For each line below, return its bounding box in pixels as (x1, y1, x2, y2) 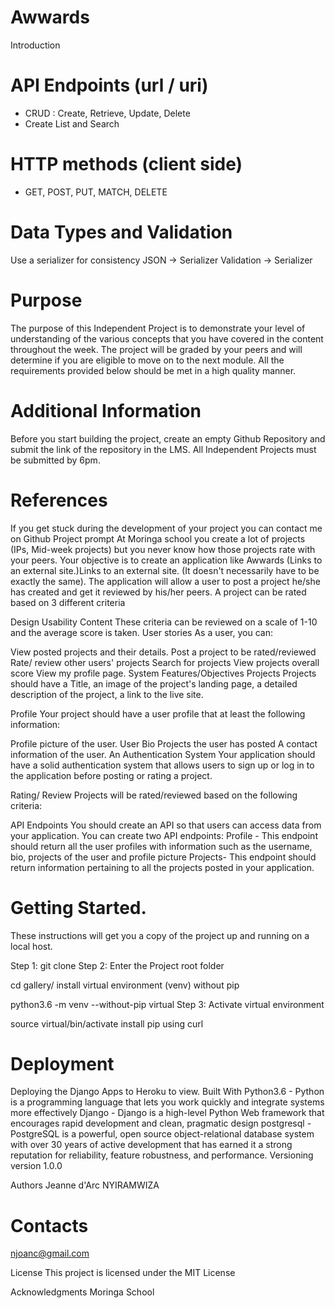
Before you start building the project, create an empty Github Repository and (10, 432, 326, 445)
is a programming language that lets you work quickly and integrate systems (10, 1096, 325, 1108)
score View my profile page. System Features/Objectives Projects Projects (10, 667, 317, 679)
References (10, 489, 108, 511)
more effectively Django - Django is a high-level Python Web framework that (10, 1107, 325, 1119)
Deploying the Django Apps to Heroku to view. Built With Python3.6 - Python (10, 1086, 325, 1098)
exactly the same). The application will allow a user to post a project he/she (10, 575, 321, 587)
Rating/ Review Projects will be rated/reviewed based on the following (10, 789, 298, 801)
